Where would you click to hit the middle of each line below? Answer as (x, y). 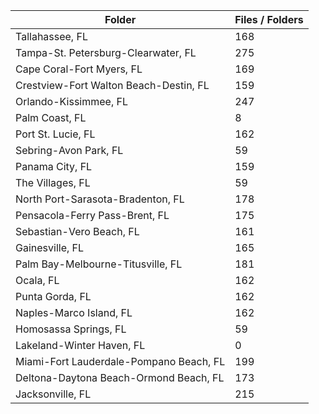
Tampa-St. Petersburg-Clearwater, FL (106, 52)
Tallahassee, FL (51, 36)
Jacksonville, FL (53, 394)
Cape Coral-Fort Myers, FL (79, 69)
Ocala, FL (37, 280)
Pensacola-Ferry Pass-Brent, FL (92, 215)
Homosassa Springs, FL (71, 329)
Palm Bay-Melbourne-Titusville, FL (99, 264)
